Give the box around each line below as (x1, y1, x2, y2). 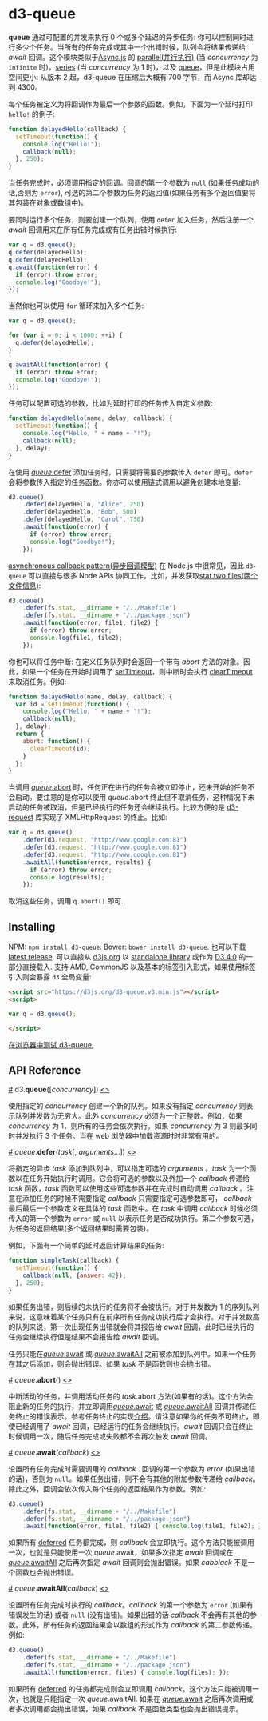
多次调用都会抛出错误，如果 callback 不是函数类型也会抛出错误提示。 (14, 1703, 243, 1713)
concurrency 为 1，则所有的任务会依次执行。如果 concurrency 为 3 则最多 (8, 1121, 250, 1131)
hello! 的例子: (8, 109, 55, 118)
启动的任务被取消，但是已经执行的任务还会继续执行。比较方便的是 (8, 802, 225, 812)
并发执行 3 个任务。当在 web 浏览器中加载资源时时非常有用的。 (14, 1131, 223, 1141)
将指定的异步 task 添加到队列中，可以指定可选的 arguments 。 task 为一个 (8, 1163, 250, 1173)
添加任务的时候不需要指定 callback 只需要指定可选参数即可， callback (22, 1194, 253, 1203)
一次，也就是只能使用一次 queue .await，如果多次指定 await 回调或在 (8, 1547, 234, 1557)
